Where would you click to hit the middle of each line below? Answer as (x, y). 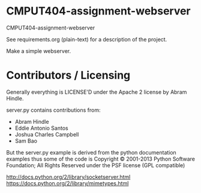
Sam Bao (26, 141)
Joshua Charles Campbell (47, 134)
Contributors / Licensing (68, 75)
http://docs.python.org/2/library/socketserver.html (68, 177)
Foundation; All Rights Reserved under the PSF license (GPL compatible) (96, 165)
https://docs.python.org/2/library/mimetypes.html (67, 183)
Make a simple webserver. (39, 51)
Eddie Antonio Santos (41, 128)
